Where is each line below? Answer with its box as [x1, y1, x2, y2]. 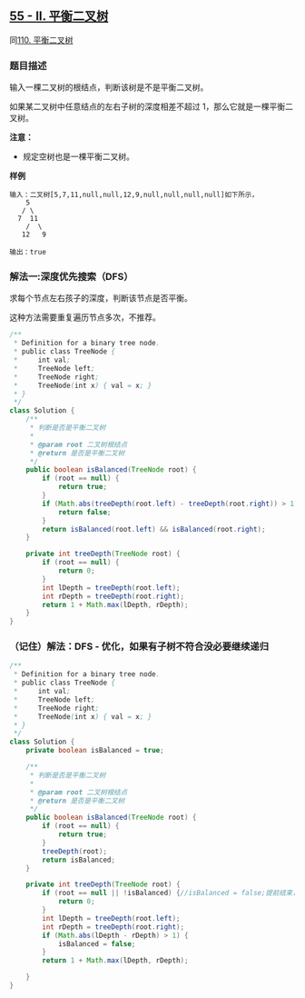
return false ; [57, 507, 112, 516]
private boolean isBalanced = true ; [25, 746, 165, 755]
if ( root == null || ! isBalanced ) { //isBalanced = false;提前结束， [42, 889, 300, 898]
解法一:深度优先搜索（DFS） [9, 271, 133, 284]
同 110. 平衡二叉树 [9, 35, 74, 45]
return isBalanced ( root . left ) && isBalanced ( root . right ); [42, 524, 266, 534]
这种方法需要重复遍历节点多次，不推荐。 [9, 312, 161, 323]
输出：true [9, 248, 47, 257]
